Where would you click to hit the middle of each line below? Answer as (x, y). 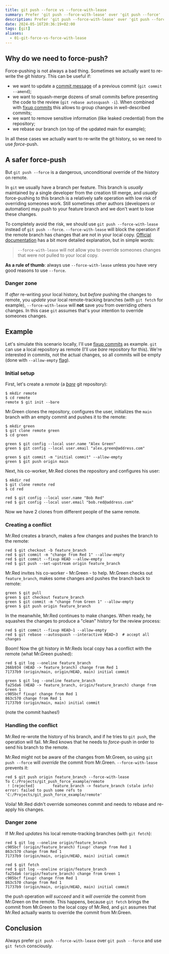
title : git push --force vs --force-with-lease (56, 10)
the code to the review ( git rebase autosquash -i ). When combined (83, 102)
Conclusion (24, 928)
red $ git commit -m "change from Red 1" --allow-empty (65, 555)
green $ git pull (23, 593)
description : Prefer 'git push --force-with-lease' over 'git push (77, 19)
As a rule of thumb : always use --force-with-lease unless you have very (81, 265)
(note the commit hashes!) (32, 712)
